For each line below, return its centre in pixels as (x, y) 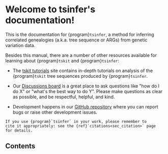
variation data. (20, 45)
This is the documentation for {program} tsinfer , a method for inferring (80, 34)
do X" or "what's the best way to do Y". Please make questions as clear (88, 91)
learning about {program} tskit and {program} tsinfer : (62, 60)
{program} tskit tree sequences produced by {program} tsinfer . (80, 76)
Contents (20, 146)
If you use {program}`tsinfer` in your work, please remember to (76, 121)
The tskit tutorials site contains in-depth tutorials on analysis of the (83, 71)
